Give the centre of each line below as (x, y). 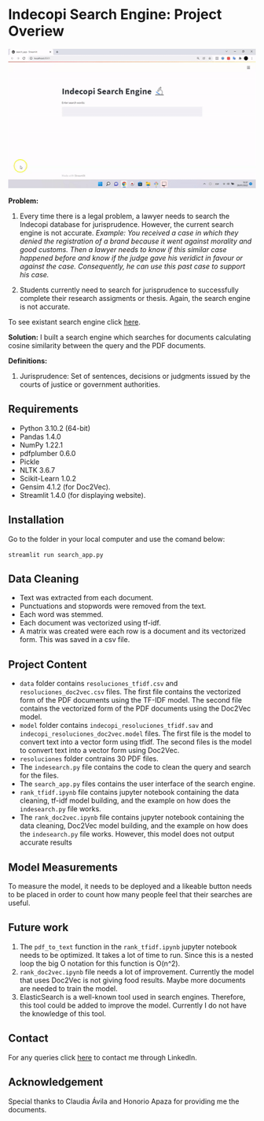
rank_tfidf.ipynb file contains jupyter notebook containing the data (129, 792)
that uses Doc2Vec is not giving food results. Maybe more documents (132, 980)
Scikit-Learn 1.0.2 (48, 478)
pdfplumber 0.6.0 (48, 453)
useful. (19, 903)
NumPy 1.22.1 (41, 445)
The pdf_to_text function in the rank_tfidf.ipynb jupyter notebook (128, 946)
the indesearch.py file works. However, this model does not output (127, 834)
